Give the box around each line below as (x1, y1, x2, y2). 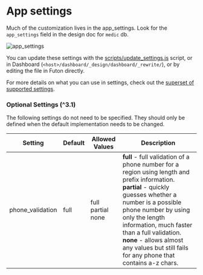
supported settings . (6, 85, 56, 92)
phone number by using (122, 206, 190, 214)
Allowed (91, 135, 116, 144)
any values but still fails (122, 244, 189, 252)
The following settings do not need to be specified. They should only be (6, 114, 185, 122)
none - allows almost (122, 236, 184, 245)
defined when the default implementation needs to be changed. (6, 121, 165, 128)
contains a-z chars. (122, 259, 179, 267)
